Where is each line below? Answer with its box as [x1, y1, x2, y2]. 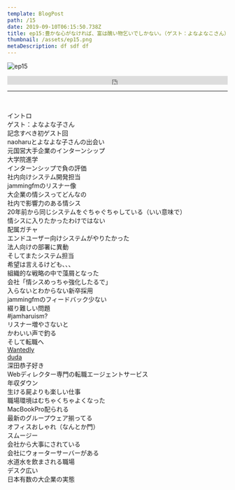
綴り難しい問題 [7, 304, 50, 312]
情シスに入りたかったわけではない [7, 216, 106, 225]
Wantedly [7, 346, 35, 353]
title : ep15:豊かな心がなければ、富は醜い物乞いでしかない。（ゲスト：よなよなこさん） [7, 29, 229, 37]
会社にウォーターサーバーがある [7, 449, 99, 457]
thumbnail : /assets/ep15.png [7, 36, 92, 43]
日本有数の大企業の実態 [7, 475, 75, 483]
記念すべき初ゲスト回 [7, 129, 69, 137]
